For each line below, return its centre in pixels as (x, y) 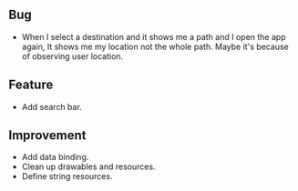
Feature (31, 85)
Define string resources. (67, 176)
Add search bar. (52, 106)
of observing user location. (72, 56)
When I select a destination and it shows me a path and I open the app (154, 36)
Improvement (47, 136)
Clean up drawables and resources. (88, 166)
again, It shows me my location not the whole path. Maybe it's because (155, 46)
